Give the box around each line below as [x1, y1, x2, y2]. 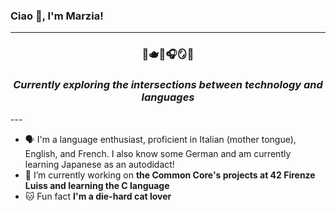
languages [141, 90, 195, 104]
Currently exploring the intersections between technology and [13, 78, 323, 92]
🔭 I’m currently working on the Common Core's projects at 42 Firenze [24, 169, 316, 181]
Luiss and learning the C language [24, 179, 170, 191]
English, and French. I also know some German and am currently [24, 147, 292, 159]
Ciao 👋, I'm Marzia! [10, 9, 104, 23]
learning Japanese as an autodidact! [24, 158, 175, 170]
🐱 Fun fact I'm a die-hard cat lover [24, 190, 172, 202]
